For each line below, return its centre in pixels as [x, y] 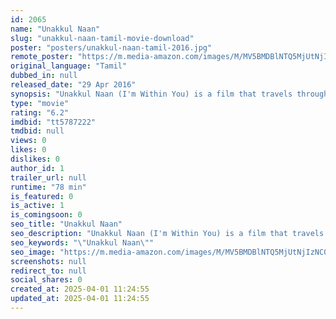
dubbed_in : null [44, 76]
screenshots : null [48, 261]
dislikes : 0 [35, 159]
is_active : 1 [37, 206]
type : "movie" [40, 103]
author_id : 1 [37, 168]
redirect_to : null [48, 271]
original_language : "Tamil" [69, 66]
